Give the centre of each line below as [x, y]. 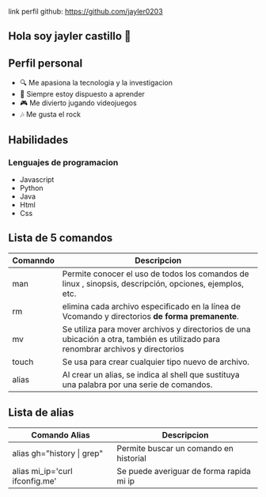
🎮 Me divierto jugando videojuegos [78, 103]
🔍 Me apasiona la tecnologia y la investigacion [96, 83]
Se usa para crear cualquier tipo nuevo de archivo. [156, 362]
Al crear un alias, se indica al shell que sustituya [151, 374]
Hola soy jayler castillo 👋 [70, 36]
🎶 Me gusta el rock [50, 115]
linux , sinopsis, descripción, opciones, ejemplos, [153, 283]
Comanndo [34, 260]
